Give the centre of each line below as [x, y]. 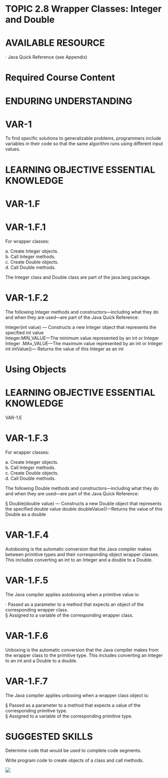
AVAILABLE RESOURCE [55, 43]
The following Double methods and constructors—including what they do [82, 488]
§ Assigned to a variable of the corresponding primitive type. [69, 716]
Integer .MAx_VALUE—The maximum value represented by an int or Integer [84, 343]
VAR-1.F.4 [27, 535]
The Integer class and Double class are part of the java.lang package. [78, 277]
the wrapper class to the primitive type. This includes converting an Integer [84, 655]
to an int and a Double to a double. [41, 660]
